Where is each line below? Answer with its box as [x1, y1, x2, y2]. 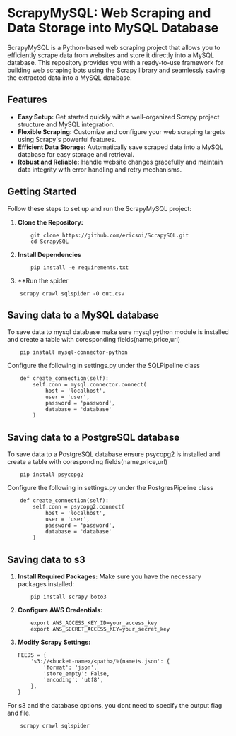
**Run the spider [17, 276, 69, 285]
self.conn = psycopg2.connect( [33, 504, 125, 511]
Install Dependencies [17, 250, 81, 259]
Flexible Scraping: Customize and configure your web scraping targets [17, 127, 225, 136]
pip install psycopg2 [20, 471, 83, 478]
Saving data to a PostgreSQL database [7, 431, 180, 443]
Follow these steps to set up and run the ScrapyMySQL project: [7, 204, 192, 213]
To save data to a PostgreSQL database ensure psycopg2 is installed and [7, 450, 220, 458]
